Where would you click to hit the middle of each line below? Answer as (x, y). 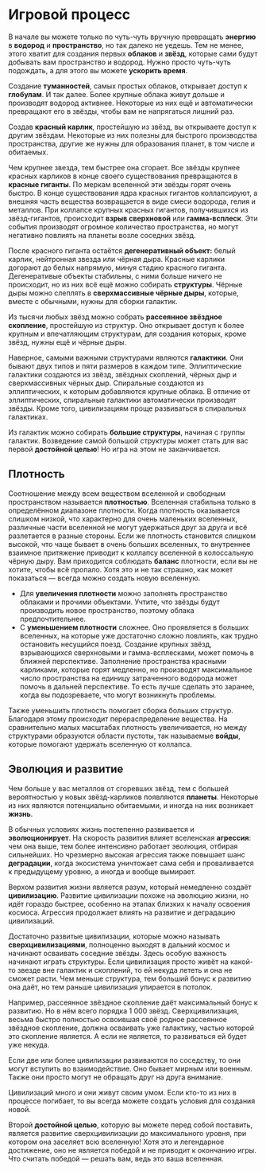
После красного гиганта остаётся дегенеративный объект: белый (122, 250)
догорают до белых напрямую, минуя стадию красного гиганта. (118, 267)
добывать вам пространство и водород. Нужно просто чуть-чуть (120, 62)
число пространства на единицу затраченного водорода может (129, 677)
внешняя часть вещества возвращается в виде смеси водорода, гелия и (132, 201)
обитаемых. (29, 152)
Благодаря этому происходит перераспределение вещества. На (118, 719)
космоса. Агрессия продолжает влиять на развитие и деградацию (122, 912)
